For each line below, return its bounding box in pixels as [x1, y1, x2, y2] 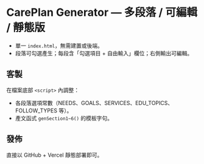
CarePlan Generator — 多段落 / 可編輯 [6, 5, 198, 19]
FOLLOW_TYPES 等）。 [15, 107, 72, 114]
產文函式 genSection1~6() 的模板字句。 [15, 114, 113, 121]
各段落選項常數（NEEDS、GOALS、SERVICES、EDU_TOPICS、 [15, 99, 174, 106]
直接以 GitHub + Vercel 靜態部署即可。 [6, 151, 103, 159]
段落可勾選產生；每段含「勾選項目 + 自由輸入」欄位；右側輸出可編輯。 [15, 49, 193, 56]
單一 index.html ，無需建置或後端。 [15, 42, 104, 49]
